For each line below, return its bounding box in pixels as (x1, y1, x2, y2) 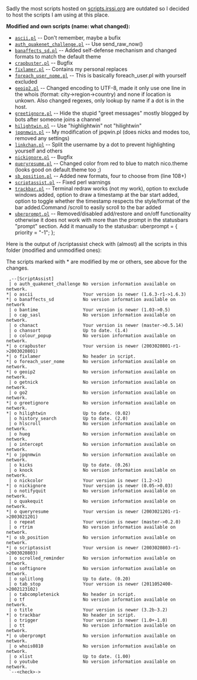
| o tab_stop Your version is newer (8, 581, 139, 587)
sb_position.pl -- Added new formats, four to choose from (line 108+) (14, 173, 187, 179)
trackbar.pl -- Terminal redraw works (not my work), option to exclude (14, 185, 189, 192)
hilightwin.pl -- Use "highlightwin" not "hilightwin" (14, 122, 142, 129)
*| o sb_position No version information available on (6, 535, 176, 540)
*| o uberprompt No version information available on (6, 633, 176, 639)
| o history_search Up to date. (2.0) (8, 416, 128, 422)
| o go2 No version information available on (8, 390, 176, 396)
